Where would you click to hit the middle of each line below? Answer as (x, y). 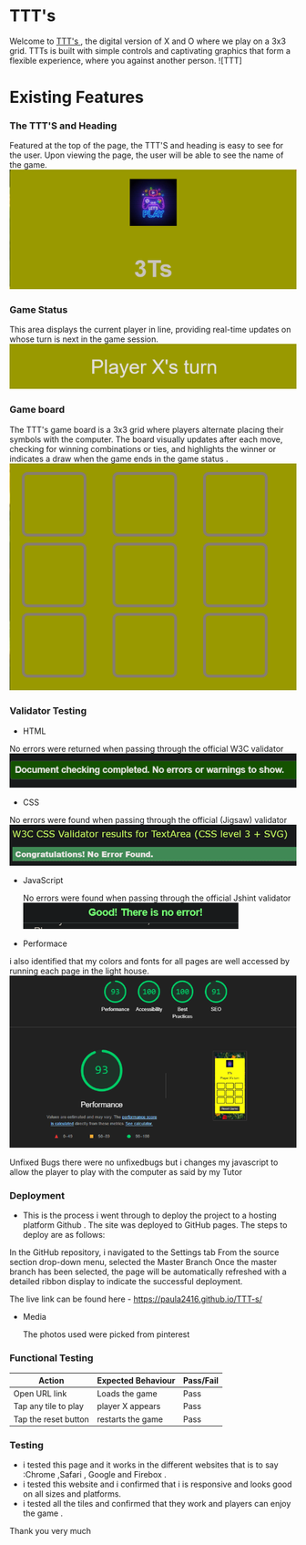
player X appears (129, 1406)
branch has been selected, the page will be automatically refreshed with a (148, 1272)
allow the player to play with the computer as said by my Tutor (126, 1171)
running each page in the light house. (80, 971)
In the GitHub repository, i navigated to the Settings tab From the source (144, 1252)
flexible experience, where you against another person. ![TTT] (126, 60)
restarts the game (130, 1419)
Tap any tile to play (49, 1406)
